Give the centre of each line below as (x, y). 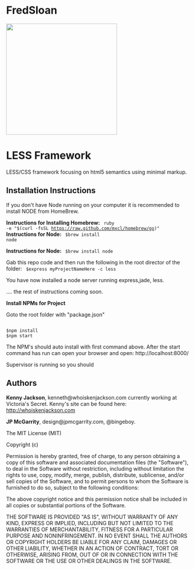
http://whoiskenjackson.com (41, 410)
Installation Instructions (51, 191)
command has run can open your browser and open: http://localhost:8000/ (97, 353)
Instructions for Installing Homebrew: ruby (60, 222)
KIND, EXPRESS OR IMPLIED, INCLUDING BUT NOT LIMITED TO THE (90, 523)
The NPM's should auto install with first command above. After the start (93, 347)
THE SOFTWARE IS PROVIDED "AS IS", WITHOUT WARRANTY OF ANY (92, 517)
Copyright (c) (22, 445)
